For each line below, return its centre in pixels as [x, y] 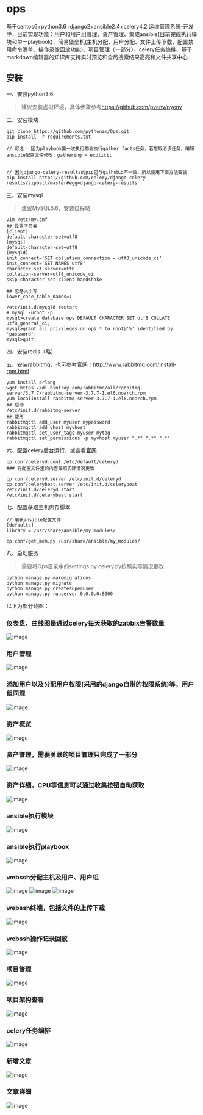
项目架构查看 [25, 1000]
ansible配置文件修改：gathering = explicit [59, 155]
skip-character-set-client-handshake [54, 280]
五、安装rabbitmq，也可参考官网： [50, 364]
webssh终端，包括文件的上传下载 [56, 908]
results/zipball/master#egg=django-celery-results [72, 183]
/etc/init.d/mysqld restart [42, 307]
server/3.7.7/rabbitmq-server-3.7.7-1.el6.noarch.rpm [76, 393]
